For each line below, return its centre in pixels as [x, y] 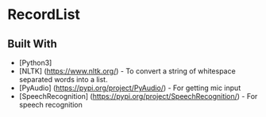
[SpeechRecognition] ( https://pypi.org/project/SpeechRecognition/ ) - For [138, 96]
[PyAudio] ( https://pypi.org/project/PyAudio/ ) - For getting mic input [130, 88]
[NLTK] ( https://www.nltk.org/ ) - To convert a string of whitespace [127, 71]
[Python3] [35, 62]
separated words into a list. [63, 79]
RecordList [44, 15]
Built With [32, 44]
